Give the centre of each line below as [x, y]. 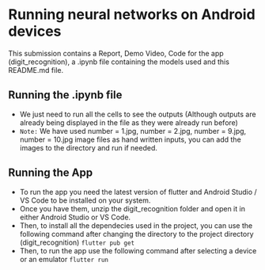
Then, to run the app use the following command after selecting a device [138, 250]
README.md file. [36, 70]
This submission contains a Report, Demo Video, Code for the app [116, 53]
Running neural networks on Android [132, 15]
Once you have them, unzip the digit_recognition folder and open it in [132, 208]
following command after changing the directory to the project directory [137, 234]
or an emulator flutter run [64, 259]
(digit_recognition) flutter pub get [77, 242]
